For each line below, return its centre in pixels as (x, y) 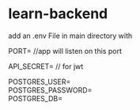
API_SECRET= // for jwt (46, 66)
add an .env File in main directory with (70, 36)
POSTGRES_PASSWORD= (50, 90)
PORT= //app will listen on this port (65, 51)
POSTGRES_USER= (40, 82)
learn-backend (58, 14)
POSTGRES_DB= (36, 98)
